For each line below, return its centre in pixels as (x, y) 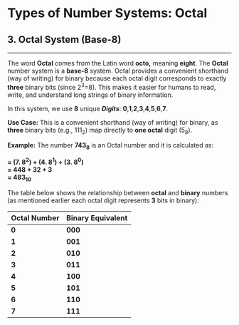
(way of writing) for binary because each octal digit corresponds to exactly (117, 78)
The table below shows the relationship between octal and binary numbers (118, 192)
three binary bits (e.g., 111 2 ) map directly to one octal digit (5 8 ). (100, 131)
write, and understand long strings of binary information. (90, 95)
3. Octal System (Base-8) (64, 40)
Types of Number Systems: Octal (107, 13)
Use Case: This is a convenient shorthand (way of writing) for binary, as (113, 122)
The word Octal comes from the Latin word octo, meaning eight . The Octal (118, 63)
